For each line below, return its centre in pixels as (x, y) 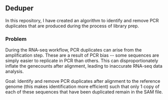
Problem (16, 39)
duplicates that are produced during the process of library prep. (72, 26)
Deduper (20, 8)
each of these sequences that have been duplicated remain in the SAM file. (84, 92)
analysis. (15, 71)
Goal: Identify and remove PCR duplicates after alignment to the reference (83, 81)
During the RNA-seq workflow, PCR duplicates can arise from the (74, 50)
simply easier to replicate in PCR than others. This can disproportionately (82, 61)
